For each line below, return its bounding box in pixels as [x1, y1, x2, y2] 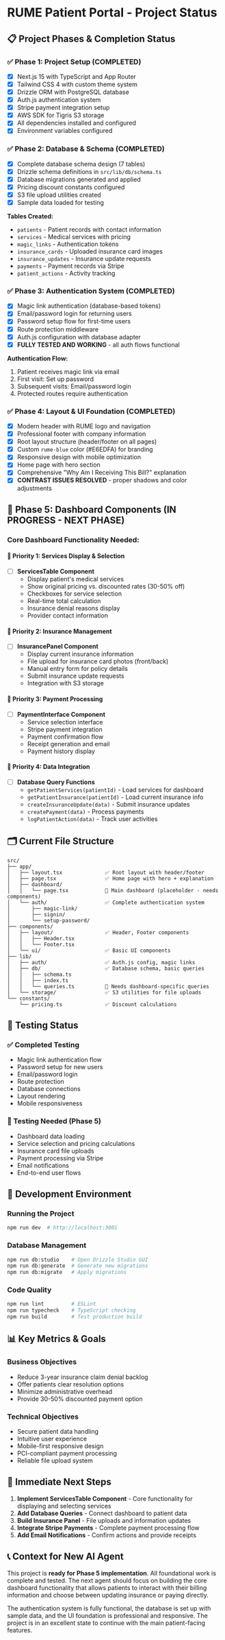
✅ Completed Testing [7, 1040, 80, 1050]
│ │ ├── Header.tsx [7, 935, 75, 942]
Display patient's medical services [27, 575, 124, 583]
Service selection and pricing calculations [16, 1139, 135, 1147]
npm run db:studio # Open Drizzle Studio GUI [7, 1256, 148, 1263]
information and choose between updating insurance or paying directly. [7, 1591, 209, 1599]
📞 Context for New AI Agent [7, 1551, 124, 1563]
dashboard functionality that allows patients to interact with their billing [7, 1583, 207, 1591]
